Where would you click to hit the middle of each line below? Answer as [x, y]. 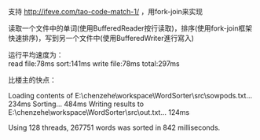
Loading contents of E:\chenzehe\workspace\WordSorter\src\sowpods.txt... [130, 96]
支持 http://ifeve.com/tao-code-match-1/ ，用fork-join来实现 [106, 11]
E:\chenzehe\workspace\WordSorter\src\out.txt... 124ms [99, 112]
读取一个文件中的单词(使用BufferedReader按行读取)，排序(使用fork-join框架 [130, 28]
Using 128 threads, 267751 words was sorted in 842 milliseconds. [114, 127]
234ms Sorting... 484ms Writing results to [76, 104]
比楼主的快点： [32, 80]
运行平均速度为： [36, 55]
